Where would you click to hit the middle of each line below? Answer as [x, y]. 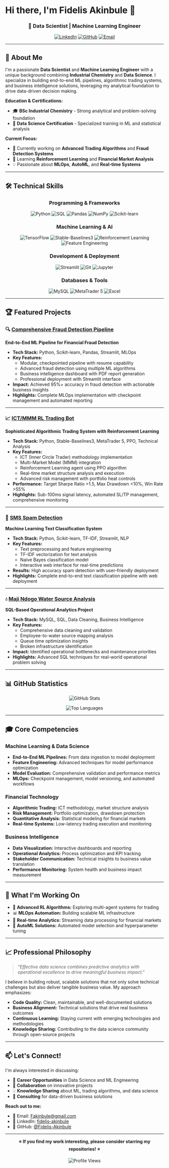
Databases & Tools [84, 280]
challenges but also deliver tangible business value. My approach [73, 987]
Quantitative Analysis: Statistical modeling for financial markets [79, 818]
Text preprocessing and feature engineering [66, 549]
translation [24, 864]
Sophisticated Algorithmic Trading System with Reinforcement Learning [82, 431]
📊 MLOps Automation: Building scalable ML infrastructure [73, 913]
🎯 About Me [24, 57]
